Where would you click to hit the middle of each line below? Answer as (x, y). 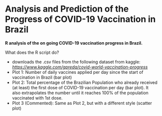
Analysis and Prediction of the (67, 9)
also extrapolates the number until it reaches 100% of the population (80, 93)
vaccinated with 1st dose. (37, 98)
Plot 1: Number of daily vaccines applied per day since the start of (78, 72)
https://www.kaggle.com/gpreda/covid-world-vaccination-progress (80, 67)
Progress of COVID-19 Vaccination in (81, 19)
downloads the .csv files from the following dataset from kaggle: (76, 62)
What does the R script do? (32, 52)
